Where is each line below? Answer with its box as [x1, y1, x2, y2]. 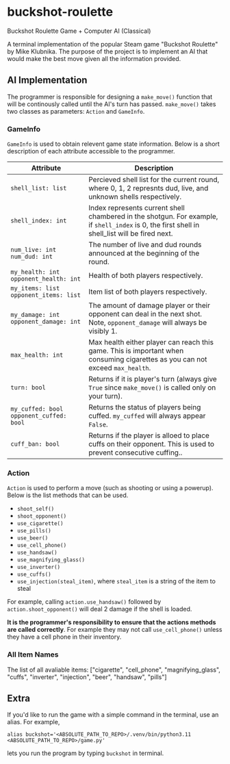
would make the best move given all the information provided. [7, 54, 181, 62]
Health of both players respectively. [88, 271, 203, 281]
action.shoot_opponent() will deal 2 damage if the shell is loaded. [7, 605, 192, 613]
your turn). [88, 392, 123, 401]
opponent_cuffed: [10, 412, 67, 420]
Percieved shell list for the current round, [88, 175, 220, 185]
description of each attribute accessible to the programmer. [7, 147, 175, 155]
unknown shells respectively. [88, 192, 182, 202]
